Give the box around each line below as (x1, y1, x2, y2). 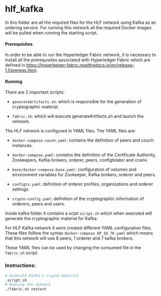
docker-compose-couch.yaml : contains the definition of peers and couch (12, 137, 154, 143)
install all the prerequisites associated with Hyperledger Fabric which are (5, 57, 150, 63)
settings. (12, 186, 30, 192)
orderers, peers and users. (12, 201, 65, 207)
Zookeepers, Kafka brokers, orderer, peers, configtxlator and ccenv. (12, 157, 148, 163)
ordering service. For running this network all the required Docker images (5, 24, 152, 30)
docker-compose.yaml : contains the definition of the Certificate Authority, (12, 152, 157, 158)
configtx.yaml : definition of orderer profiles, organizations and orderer (12, 181, 154, 187)
